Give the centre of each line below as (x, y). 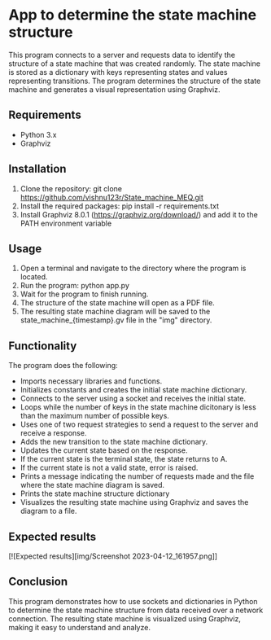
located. (34, 277)
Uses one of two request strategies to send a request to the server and (139, 424)
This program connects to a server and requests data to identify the (122, 55)
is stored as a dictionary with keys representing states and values (118, 72)
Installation (37, 169)
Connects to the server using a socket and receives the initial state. (133, 399)
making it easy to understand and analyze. (79, 627)
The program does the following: (63, 366)
